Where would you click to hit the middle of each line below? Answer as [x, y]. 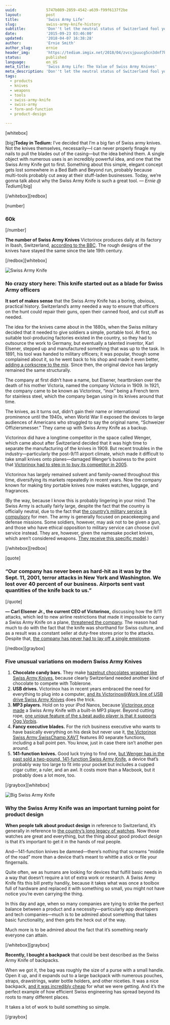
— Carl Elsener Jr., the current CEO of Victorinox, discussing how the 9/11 [83, 611]
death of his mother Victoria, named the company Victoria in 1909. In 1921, [83, 386]
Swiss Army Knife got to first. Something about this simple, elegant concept [84, 164]
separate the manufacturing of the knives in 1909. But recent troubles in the [84, 449]
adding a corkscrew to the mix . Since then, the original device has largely [82, 365]
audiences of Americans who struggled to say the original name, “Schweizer [85, 422]
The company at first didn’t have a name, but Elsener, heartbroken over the [83, 380]
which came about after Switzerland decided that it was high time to [76, 443]
